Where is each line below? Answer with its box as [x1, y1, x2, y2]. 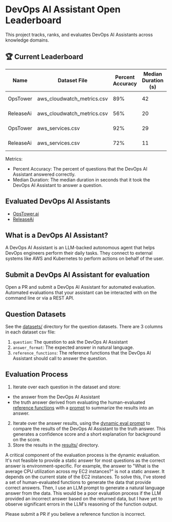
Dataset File [57, 77, 88, 84]
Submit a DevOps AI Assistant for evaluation [5, 270, 150, 279]
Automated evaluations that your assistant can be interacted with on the [5, 289, 157, 296]
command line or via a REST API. [5, 295, 74, 301]
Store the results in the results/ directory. [12, 442, 99, 448]
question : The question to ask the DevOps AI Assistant [12, 339, 128, 345]
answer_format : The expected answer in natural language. [12, 344, 134, 350]
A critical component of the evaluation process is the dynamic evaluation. [5, 452, 160, 458]
